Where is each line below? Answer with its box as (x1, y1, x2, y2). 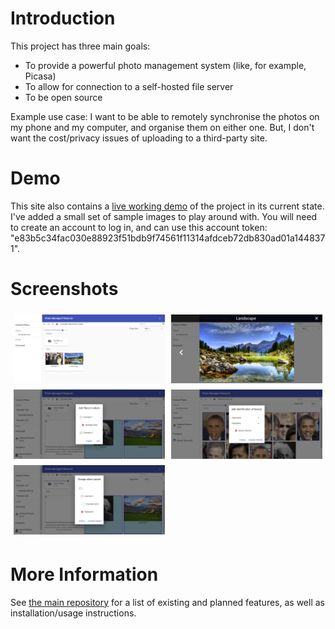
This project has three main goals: (10, 40, 151, 52)
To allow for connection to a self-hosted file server (24, 80, 234, 92)
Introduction (10, 7, 116, 30)
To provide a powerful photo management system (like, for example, (24, 59, 307, 71)
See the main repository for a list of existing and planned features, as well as (10, 596, 325, 608)
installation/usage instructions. (10, 607, 137, 619)
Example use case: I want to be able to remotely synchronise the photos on (10, 110, 320, 122)
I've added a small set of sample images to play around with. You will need (10, 210, 318, 222)
